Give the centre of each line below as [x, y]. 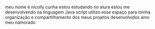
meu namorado [20, 22]
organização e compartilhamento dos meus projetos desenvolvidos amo [77, 17]
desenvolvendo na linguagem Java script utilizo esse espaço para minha [78, 12]
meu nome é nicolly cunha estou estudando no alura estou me [67, 7]
